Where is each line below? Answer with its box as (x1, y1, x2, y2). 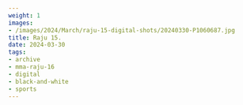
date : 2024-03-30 (8, 41, 66, 49)
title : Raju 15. (8, 33, 62, 42)
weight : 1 (8, 11, 41, 20)
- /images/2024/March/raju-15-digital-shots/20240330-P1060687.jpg (8, 26, 236, 34)
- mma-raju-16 (8, 63, 55, 71)
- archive (8, 56, 41, 64)
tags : (8, 48, 26, 56)
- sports (8, 84, 37, 93)
